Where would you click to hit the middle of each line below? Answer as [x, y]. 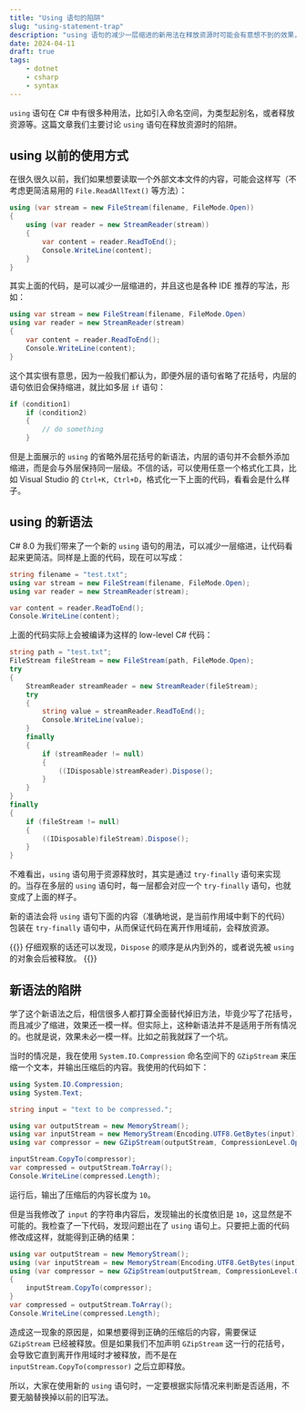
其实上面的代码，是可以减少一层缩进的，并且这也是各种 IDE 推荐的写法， [146, 286]
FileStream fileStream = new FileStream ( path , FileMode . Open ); [132, 661]
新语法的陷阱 [46, 990]
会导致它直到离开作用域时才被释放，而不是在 [93, 1354]
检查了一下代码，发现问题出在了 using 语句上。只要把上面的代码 [169, 1225]
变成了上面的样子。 [46, 897]
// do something [73, 429]
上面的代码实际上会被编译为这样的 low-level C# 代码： [111, 635]
